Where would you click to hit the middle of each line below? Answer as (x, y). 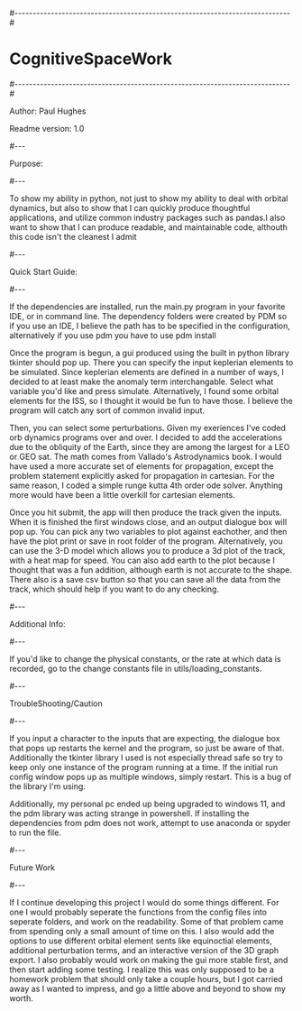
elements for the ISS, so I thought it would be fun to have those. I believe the (151, 400)
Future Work (32, 867)
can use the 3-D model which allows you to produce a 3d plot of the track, (147, 550)
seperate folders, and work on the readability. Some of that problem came (146, 921)
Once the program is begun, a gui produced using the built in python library (150, 353)
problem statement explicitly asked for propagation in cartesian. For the (142, 475)
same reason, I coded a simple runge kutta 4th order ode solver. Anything (146, 485)
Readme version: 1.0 (47, 128)
